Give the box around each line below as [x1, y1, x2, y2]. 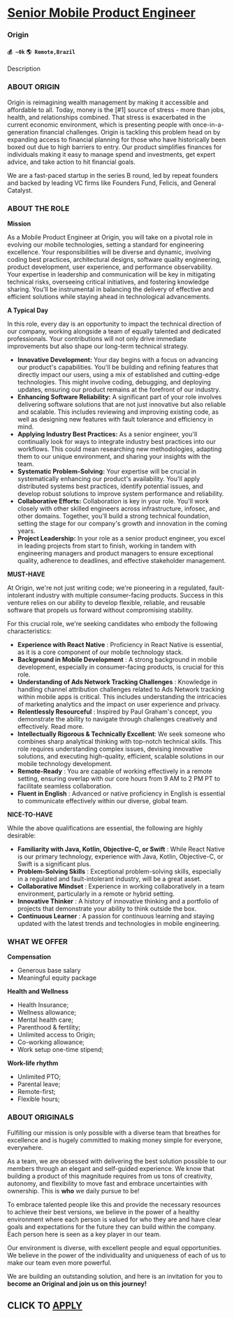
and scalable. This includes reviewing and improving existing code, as [17, 408, 219, 416]
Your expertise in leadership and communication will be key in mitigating [7, 270, 216, 278]
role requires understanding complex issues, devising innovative [17, 744, 203, 753]
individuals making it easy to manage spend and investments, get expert [7, 150, 216, 158]
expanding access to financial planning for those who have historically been [7, 135, 226, 144]
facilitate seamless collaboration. [17, 782, 112, 790]
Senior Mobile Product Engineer [7, 5, 196, 21]
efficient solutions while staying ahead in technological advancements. [7, 292, 211, 300]
